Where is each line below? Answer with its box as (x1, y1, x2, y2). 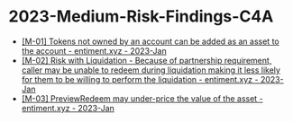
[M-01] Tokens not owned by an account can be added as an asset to (21, 36, 280, 47)
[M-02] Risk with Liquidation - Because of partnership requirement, (21, 55, 272, 65)
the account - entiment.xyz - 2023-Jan (21, 45, 168, 56)
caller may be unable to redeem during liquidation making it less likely (21, 65, 281, 75)
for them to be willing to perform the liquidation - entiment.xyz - (21, 74, 259, 84)
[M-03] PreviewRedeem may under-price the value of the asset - (21, 92, 263, 104)
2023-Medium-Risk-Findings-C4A (8, 6, 274, 27)
